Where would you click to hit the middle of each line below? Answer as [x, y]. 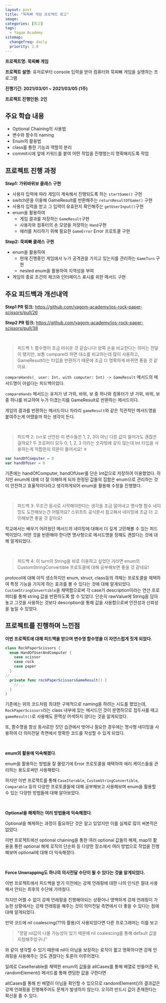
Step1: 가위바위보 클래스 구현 [33, 184]
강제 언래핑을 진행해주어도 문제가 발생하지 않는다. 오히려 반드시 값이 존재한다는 [81, 990]
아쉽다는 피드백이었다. [43, 383]
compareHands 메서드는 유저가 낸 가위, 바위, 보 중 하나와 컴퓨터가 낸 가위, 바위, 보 [83, 394]
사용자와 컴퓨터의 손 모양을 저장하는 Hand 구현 [63, 225]
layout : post [19, 10]
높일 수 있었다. [24, 609]
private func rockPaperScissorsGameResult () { [58, 680]
